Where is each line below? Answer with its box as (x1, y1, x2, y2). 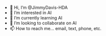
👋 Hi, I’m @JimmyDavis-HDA (9, 5, 68, 10)
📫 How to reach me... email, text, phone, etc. (9, 26, 102, 31)
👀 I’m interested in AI (9, 10, 52, 16)
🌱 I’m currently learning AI (9, 15, 63, 20)
